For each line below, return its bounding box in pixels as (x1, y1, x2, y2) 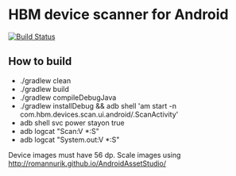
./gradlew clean (19, 75, 72, 85)
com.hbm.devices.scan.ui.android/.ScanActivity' (19, 109, 179, 119)
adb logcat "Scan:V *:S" (19, 126, 99, 136)
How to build (8, 55, 72, 68)
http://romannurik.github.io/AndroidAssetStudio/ (8, 159, 167, 168)
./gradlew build (19, 84, 70, 94)
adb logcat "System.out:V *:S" (19, 135, 120, 144)
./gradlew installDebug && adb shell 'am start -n (19, 101, 177, 110)
